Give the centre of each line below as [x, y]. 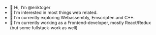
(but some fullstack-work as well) [44, 28]
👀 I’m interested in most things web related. [54, 12]
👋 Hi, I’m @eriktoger [30, 7]
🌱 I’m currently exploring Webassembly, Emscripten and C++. [72, 17]
